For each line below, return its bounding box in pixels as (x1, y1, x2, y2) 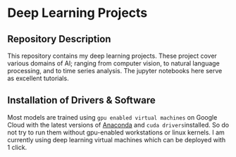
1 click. (7, 143, 27, 151)
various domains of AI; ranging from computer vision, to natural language (7, 59, 220, 68)
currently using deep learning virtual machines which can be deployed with (7, 135, 226, 144)
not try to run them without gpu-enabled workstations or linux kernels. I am (7, 128, 225, 137)
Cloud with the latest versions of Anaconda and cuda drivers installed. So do (7, 120, 230, 129)
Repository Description (7, 33, 111, 45)
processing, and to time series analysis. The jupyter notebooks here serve (7, 67, 223, 75)
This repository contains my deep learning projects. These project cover (7, 51, 217, 60)
